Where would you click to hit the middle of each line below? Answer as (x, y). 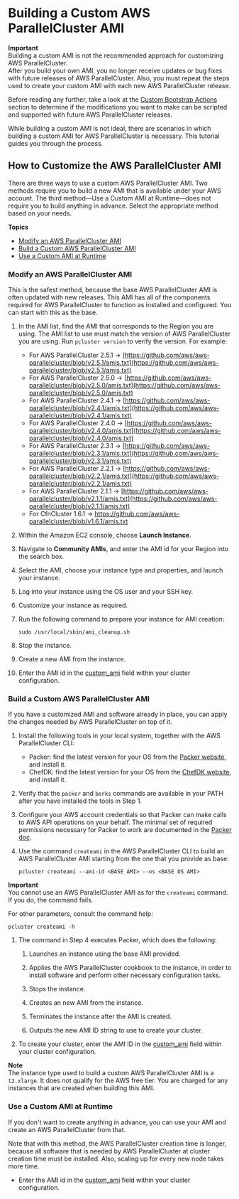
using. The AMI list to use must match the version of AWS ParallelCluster (124, 334)
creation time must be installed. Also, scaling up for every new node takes (116, 1158)
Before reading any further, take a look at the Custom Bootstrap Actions (113, 99)
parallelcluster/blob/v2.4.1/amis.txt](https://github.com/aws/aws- (124, 408)
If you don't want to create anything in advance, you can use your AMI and (117, 1122)
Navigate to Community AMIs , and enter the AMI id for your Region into (123, 549)
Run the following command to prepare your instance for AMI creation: (121, 619)
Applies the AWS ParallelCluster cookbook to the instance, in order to (130, 968)
